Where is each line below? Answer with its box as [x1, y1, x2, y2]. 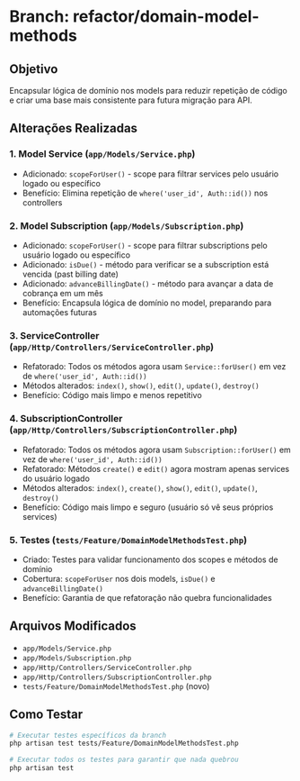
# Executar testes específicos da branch [9, 731, 167, 740]
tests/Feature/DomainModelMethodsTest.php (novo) [22, 680, 210, 691]
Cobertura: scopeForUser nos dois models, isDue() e [22, 573, 216, 584]
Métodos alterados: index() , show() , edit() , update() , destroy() [22, 380, 260, 391]
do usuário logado [22, 473, 90, 484]
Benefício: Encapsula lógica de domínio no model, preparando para [22, 297, 272, 308]
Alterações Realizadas [9, 121, 137, 136]
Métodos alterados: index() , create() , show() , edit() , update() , [22, 482, 258, 493]
